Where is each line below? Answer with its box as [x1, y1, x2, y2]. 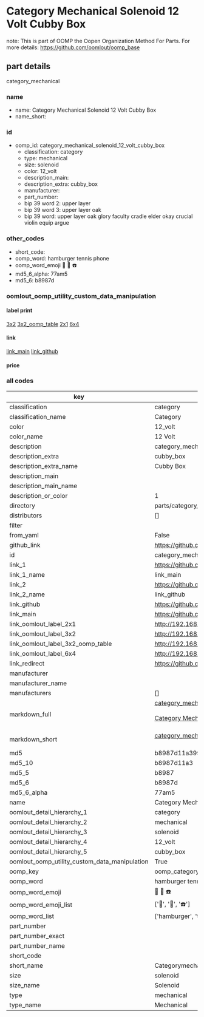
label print [6, 307, 33, 314]
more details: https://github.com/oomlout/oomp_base [6, 44, 140, 51]
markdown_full [9, 710, 52, 718]
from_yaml [9, 531, 39, 539]
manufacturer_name [9, 679, 67, 687]
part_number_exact [9, 931, 65, 940]
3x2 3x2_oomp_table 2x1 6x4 [6, 320, 80, 327]
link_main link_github [6, 347, 59, 355]
